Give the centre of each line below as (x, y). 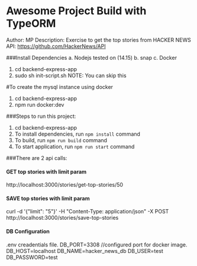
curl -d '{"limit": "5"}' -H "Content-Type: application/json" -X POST (88, 211)
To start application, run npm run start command (75, 146)
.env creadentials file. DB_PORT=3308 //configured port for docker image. (97, 245)
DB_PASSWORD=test (32, 257)
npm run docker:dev (39, 104)
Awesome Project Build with (76, 11)
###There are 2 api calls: (37, 158)
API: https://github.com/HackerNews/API (56, 46)
